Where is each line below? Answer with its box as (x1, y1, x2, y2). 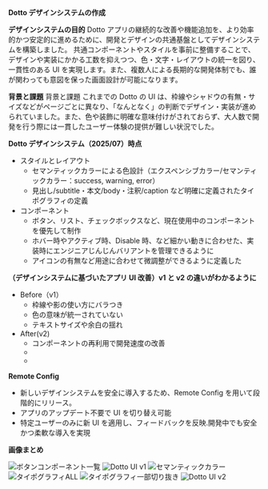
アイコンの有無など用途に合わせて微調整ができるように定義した (31, 256, 242, 265)
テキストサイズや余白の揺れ (31, 320, 123, 329)
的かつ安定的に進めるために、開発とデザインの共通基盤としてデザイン (8, 35, 240, 44)
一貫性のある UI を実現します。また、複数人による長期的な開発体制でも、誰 (8, 65, 257, 74)
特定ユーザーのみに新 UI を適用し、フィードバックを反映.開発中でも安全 (19, 418, 258, 427)
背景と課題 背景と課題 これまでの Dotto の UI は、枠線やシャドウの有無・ (8, 92, 249, 101)
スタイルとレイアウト (19, 156, 90, 165)
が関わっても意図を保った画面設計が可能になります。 (8, 75, 182, 84)
